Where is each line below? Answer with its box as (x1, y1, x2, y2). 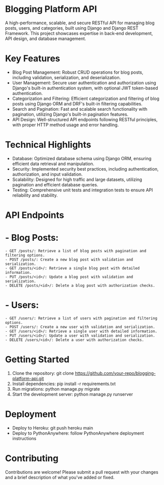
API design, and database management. (5, 36, 86, 42)
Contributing (5, 452, 59, 464)
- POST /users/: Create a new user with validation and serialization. (5, 324, 155, 329)
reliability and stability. (12, 192, 58, 198)
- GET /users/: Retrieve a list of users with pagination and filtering (5, 315, 158, 321)
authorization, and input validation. (12, 171, 83, 177)
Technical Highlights (5, 139, 91, 150)
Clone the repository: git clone (12, 370, 74, 376)
